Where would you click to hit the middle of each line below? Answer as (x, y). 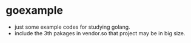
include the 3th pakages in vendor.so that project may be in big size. (100, 33)
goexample (34, 10)
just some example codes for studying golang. (72, 27)
